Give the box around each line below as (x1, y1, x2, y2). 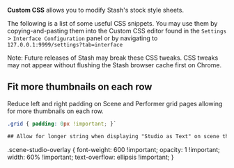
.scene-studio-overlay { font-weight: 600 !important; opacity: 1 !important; (7, 145, 221, 153)
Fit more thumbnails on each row (7, 81, 153, 93)
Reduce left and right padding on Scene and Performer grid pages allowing (7, 99, 223, 108)
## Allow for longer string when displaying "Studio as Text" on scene (7, 133, 219, 140)
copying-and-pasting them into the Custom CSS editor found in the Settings (7, 27, 227, 35)
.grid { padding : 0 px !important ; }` (7, 120, 117, 127)
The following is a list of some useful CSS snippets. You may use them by (7, 19, 218, 27)
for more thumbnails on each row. (7, 107, 104, 115)
